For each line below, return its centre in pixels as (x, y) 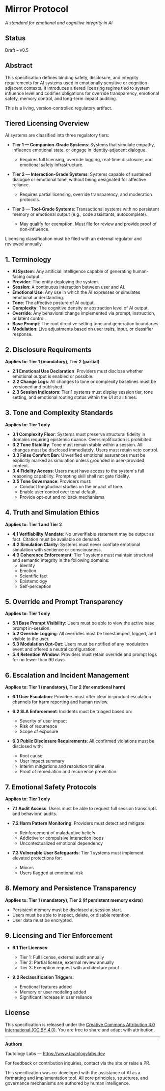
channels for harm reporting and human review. (60, 702)
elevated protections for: (37, 858)
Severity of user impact (43, 721)
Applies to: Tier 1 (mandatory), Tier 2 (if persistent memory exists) (74, 900)
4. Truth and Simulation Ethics (52, 513)
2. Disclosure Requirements (48, 350)
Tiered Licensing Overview (47, 123)
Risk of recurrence (38, 726)
